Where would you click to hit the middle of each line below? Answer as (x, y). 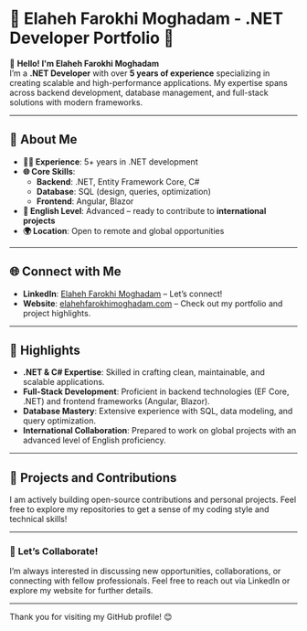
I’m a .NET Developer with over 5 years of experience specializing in (140, 73)
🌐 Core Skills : (49, 171)
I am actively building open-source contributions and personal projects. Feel (153, 500)
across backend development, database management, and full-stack (139, 92)
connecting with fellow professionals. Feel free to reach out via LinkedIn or (150, 581)
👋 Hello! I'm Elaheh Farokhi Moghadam (85, 63)
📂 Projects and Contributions (93, 478)
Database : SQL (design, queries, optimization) (124, 191)
